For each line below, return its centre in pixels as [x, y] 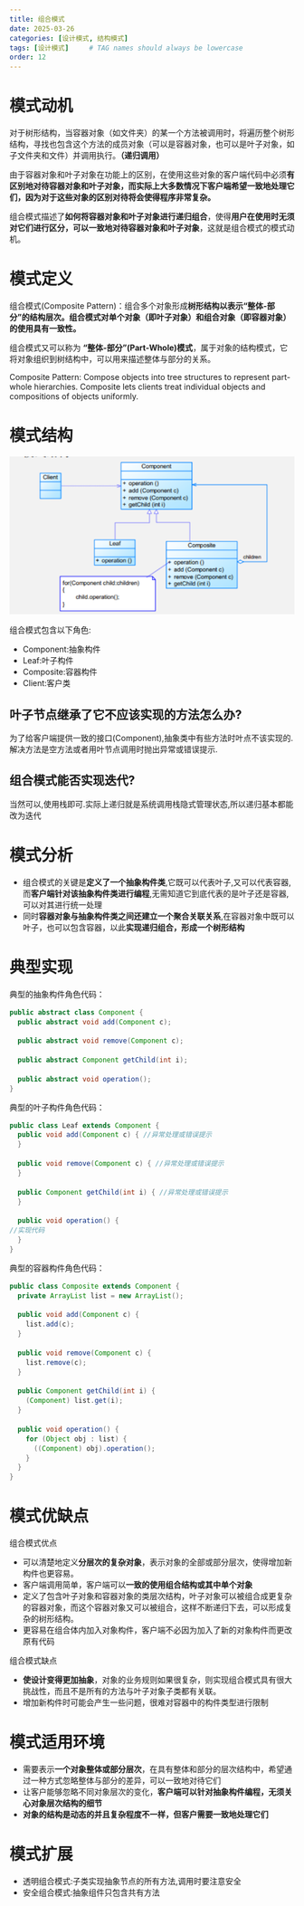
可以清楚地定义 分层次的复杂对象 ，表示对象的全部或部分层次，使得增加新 [157, 1562]
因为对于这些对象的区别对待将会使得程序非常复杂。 [120, 197]
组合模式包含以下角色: [51, 630]
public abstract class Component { [76, 1012]
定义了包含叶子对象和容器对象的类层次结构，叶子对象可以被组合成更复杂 [157, 1596]
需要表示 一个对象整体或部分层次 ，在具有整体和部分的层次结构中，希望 [153, 1769]
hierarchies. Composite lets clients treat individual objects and [150, 386]
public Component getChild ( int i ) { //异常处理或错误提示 [123, 1192]
